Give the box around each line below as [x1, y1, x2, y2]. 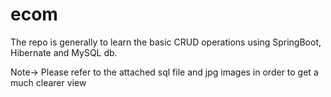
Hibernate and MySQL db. [10, 46, 118, 58]
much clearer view [10, 76, 87, 88]
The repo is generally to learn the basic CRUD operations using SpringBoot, [10, 36, 322, 48]
